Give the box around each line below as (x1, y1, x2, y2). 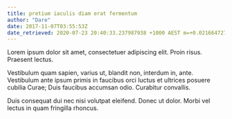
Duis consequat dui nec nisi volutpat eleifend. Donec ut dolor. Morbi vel (7, 97, 211, 105)
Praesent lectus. (7, 56, 54, 64)
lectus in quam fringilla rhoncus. (7, 104, 99, 112)
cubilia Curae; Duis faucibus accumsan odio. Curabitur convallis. (7, 83, 191, 91)
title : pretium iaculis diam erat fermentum (7, 10, 137, 17)
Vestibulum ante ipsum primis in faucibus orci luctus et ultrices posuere (7, 76, 211, 85)
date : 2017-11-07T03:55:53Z (7, 23, 88, 30)
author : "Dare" (7, 17, 51, 23)
